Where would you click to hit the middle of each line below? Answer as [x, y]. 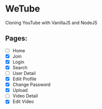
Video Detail [25, 96]
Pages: [16, 38]
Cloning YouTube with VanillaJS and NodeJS [51, 23]
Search [20, 67]
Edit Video [23, 101]
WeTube [23, 9]
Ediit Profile [24, 79]
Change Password [31, 85]
